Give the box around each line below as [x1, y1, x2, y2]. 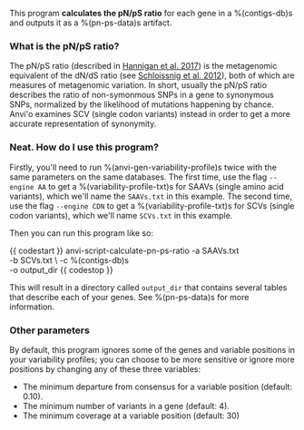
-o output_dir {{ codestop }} [9, 264, 113, 275]
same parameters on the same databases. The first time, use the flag [9, 171, 268, 182]
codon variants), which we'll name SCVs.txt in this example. [9, 210, 233, 220]
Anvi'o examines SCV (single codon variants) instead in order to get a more [9, 109, 290, 120]
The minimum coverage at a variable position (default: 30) [22, 410, 240, 421]
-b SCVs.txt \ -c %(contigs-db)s [9, 254, 130, 266]
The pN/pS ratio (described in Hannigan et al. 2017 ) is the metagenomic [9, 61, 278, 72]
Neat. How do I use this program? [9, 141, 159, 153]
